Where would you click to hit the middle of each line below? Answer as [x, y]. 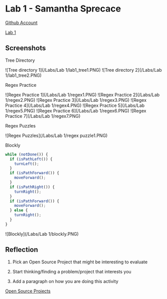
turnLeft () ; [27, 164]
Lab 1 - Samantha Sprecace [63, 9]
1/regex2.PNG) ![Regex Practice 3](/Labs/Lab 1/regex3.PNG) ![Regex [76, 100]
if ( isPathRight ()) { [32, 187]
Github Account [21, 23]
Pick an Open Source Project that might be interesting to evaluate [80, 262]
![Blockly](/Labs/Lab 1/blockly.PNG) [42, 234]
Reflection [22, 250]
